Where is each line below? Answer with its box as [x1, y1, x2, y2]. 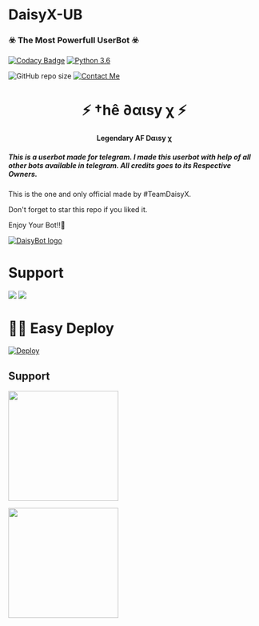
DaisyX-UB [8, 6, 83, 24]
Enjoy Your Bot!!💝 [8, 220, 66, 230]
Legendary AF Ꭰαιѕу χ [96, 134, 173, 143]
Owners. [8, 169, 38, 179]
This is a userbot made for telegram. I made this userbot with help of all [8, 152, 252, 162]
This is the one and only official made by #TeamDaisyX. [8, 190, 192, 199]
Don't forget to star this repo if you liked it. [8, 205, 148, 215]
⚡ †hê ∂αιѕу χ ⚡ [82, 101, 187, 119]
